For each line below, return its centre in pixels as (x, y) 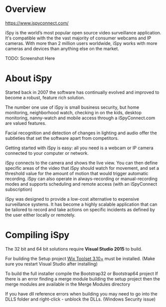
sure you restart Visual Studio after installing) (52, 264)
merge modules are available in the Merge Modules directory (68, 284)
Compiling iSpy (37, 235)
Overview (26, 9)
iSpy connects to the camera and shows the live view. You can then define (82, 163)
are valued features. (26, 123)
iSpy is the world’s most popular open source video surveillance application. (83, 32)
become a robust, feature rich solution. (45, 97)
